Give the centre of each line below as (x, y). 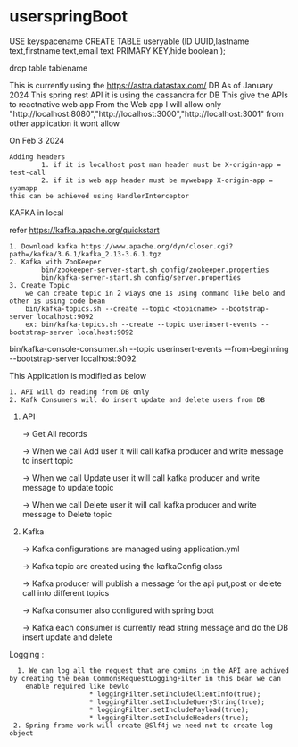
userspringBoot (68, 17)
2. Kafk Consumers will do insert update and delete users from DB (137, 399)
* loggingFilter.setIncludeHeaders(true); (169, 718)
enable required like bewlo (77, 686)
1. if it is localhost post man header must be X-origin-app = (161, 164)
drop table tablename (49, 68)
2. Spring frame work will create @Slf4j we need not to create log (143, 726)
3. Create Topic (39, 285)
